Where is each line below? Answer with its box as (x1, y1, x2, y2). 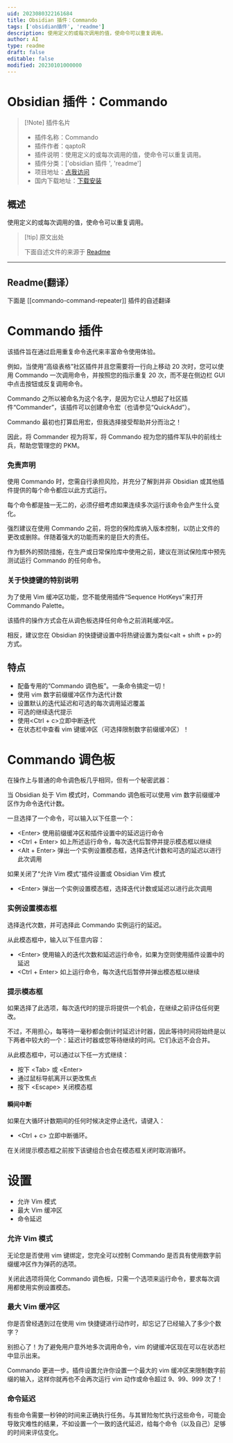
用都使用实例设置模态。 (7, 1283, 74, 1292)
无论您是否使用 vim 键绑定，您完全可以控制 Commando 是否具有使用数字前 (7, 1251, 222, 1259)
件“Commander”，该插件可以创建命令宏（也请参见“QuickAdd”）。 (7, 403, 194, 412)
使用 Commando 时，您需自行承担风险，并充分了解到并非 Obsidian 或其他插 (7, 477, 225, 486)
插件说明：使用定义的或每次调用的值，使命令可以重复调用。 (34, 150, 205, 158)
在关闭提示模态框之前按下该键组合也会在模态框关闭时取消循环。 (7, 1146, 189, 1155)
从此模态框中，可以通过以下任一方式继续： (7, 1051, 129, 1059)
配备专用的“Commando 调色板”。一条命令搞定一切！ (17, 681, 168, 690)
